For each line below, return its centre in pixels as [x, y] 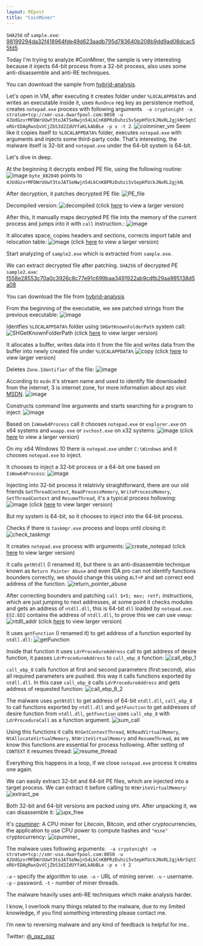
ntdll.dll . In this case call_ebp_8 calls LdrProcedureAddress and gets [93, 682]
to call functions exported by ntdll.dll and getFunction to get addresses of [101, 707]
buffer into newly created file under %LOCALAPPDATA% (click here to [97, 351]
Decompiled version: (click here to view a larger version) [95, 205]
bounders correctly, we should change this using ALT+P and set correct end [100, 577]
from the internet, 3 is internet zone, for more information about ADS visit [96, 387]
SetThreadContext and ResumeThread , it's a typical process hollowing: [92, 498]
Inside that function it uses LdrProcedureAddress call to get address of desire [101, 651]
